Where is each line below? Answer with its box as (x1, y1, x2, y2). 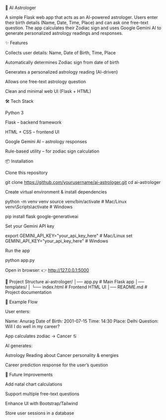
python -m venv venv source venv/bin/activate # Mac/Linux (5, 199, 127, 204)
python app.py (5, 257, 35, 263)
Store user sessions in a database (5, 410, 74, 416)
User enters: (5, 309, 31, 314)
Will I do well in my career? (5, 324, 60, 329)
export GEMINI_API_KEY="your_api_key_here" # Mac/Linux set (5, 233, 133, 239)
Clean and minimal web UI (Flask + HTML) (5, 88, 92, 94)
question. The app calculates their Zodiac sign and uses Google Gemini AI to (5, 25, 162, 31)
